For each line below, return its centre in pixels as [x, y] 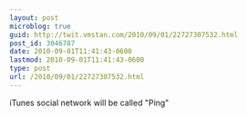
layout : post [34, 18]
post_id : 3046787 [42, 43]
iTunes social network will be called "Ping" [89, 102]
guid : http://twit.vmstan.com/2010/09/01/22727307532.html [124, 34]
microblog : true [40, 26]
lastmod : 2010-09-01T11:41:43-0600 [77, 60]
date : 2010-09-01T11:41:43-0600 [71, 52]
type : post [30, 69]
